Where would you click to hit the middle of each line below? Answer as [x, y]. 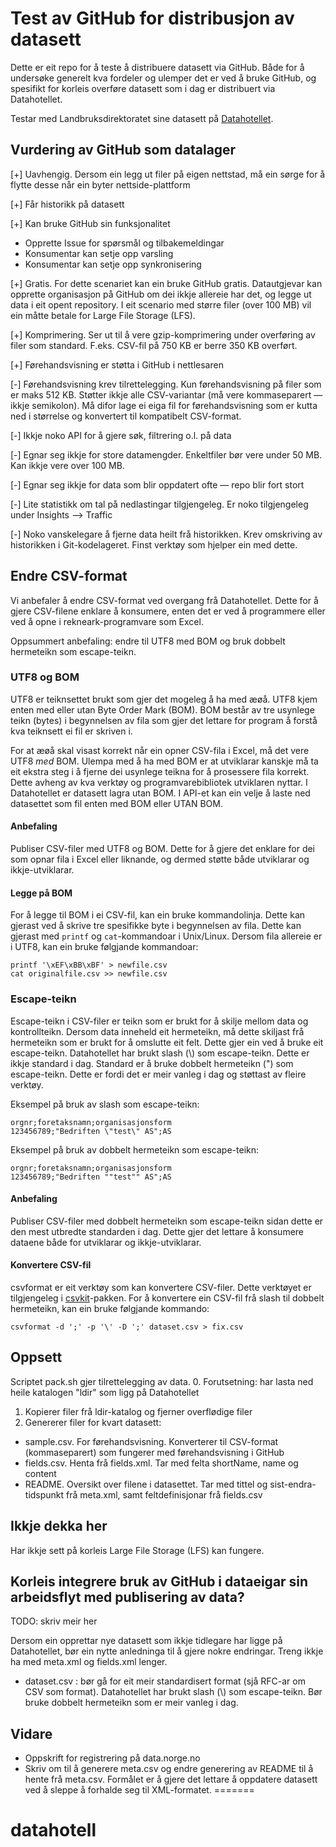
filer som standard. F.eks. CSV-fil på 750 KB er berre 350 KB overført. [154, 345]
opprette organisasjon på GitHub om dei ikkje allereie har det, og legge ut [161, 294]
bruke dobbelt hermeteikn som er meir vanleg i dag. [131, 1703]
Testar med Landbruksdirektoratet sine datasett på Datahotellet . [142, 118]
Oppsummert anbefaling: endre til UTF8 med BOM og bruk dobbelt [148, 641]
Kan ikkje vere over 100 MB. [67, 465]
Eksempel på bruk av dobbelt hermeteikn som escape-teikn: [135, 1149]
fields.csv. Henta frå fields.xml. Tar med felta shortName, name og [161, 1463]
